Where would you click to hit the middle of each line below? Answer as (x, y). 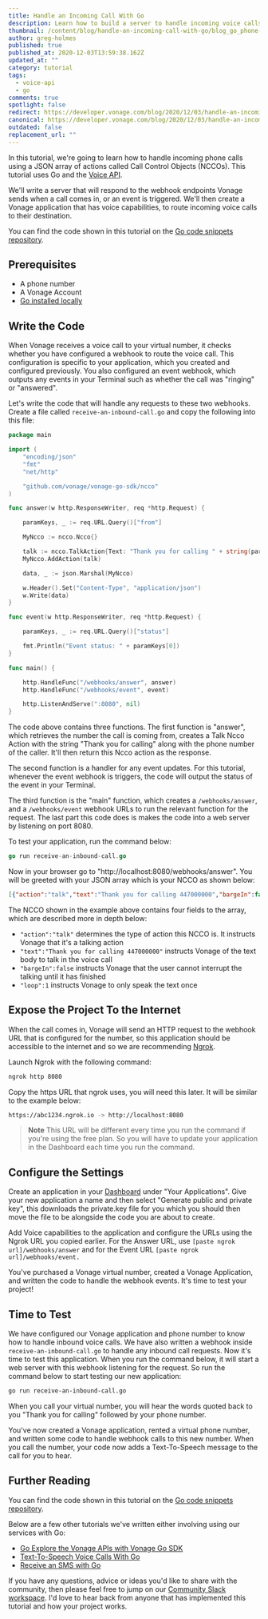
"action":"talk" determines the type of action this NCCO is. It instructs (138, 934)
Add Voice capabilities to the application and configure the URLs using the (130, 1232)
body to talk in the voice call (66, 959)
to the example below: (45, 1100)
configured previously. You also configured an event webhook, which (122, 371)
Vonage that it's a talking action (71, 942)
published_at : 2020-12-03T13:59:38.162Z (77, 53)
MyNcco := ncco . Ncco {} (60, 537)
